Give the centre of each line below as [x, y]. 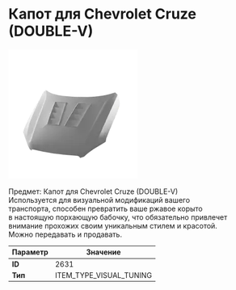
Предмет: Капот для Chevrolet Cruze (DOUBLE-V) [93, 191]
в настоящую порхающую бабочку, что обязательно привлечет [118, 217]
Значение [103, 252]
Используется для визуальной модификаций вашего [99, 200]
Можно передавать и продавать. [65, 234]
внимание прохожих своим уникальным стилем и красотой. [113, 225]
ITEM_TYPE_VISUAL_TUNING [103, 275]
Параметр [30, 252]
